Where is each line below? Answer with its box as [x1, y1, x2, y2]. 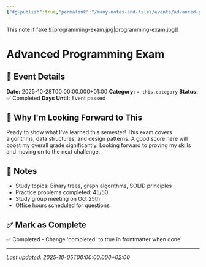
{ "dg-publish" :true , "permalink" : [6, 9, 92, 15]
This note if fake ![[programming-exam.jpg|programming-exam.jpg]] [6, 26, 179, 33]
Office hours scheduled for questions [15, 201, 110, 209]
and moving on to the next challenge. [6, 148, 101, 156]
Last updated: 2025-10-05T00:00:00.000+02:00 [6, 254, 130, 261]
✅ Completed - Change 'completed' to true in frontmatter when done [6, 236, 181, 243]
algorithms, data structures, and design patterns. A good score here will [6, 135, 188, 143]
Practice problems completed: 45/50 [15, 189, 109, 196]
